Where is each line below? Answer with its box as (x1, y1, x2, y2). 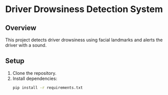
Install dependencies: (12, 75, 58, 81)
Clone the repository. (12, 70, 57, 76)
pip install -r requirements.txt (12, 85, 83, 90)
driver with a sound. (5, 42, 47, 48)
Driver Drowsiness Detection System (5, 4, 163, 15)
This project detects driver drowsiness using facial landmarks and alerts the (5, 37, 163, 43)
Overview (5, 24, 37, 32)
